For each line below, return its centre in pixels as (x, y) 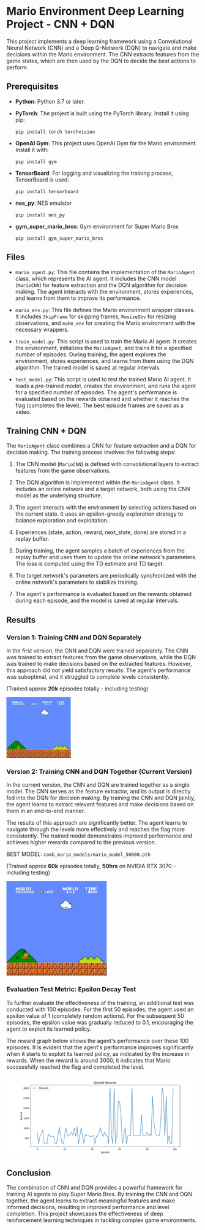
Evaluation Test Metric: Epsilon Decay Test (71, 990)
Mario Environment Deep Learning (95, 11)
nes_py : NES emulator (43, 203)
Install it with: (32, 150)
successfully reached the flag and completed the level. (76, 1067)
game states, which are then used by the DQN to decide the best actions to (101, 61)
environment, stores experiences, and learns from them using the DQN (104, 361)
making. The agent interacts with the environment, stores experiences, (104, 291)
